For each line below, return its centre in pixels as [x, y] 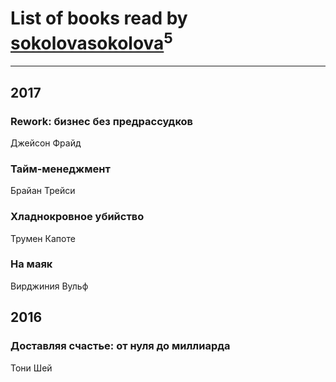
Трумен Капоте [43, 238]
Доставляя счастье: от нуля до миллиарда [120, 346]
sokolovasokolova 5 [91, 41]
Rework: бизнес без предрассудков [102, 121]
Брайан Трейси [43, 191]
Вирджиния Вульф [49, 286]
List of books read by [99, 18]
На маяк [31, 264]
